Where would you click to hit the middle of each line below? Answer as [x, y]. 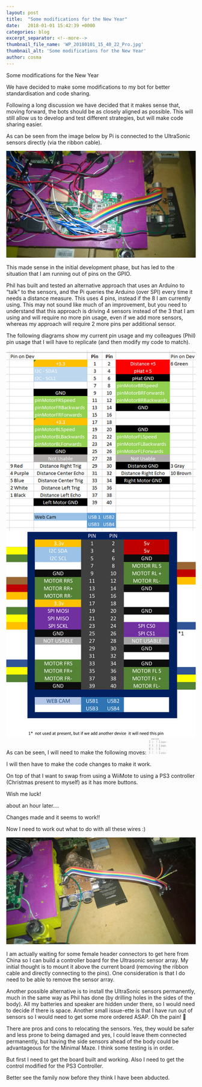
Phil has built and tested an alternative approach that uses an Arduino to [96, 285]
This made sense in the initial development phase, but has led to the [90, 267]
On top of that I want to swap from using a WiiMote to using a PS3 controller [101, 776]
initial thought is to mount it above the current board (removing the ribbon [97, 967]
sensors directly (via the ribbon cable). [54, 142]
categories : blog [28, 32]
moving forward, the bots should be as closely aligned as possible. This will [100, 111]
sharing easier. [25, 124]
